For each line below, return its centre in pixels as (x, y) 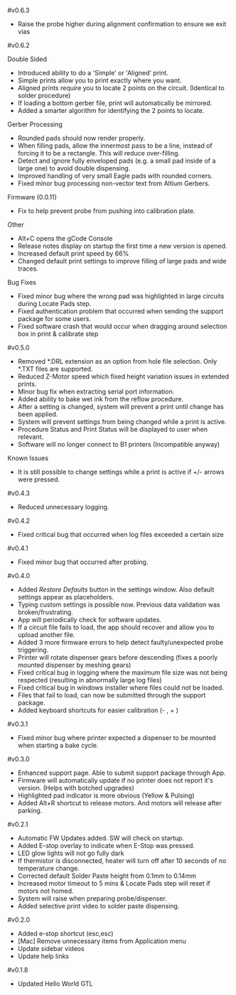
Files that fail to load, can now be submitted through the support (112, 695)
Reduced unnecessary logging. (63, 507)
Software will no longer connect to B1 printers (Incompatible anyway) (119, 444)
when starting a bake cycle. (58, 745)
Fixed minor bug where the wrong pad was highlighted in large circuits (121, 296)
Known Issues (28, 458)
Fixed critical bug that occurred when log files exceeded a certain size (120, 534)
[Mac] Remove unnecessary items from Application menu (102, 941)
